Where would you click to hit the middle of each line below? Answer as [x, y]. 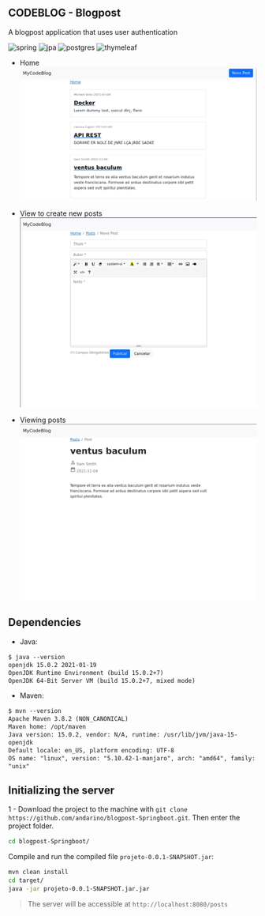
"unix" [19, 766]
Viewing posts [43, 420]
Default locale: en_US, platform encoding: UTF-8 [91, 750]
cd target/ [26, 880]
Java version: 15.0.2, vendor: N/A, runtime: [84, 734]
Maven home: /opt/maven [47, 726]
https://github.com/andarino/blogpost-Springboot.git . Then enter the [124, 818]
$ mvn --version [35, 711]
